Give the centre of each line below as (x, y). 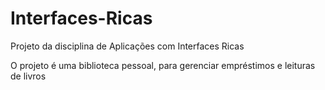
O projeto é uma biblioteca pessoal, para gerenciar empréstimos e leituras (163, 65)
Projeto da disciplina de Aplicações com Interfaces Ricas (127, 46)
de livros (28, 76)
